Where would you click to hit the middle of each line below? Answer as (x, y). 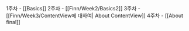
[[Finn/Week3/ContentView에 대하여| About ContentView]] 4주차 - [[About (94, 15)
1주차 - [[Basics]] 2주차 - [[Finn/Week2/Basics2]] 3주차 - (73, 8)
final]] (13, 22)
